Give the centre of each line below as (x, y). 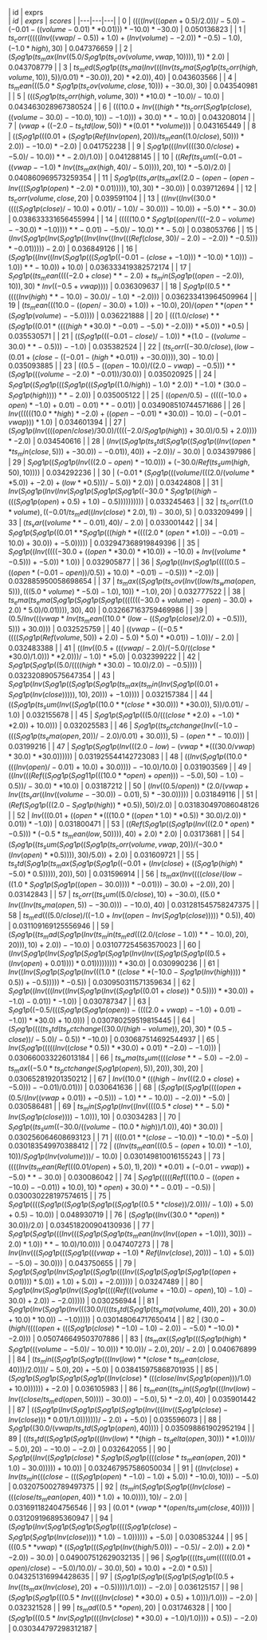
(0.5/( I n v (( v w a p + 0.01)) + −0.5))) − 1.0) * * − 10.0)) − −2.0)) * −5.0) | (119, 1097)
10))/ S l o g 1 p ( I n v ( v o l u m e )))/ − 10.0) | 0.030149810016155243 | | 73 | (117, 1157)
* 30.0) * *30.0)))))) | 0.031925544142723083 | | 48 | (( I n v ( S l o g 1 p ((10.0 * (128, 758)
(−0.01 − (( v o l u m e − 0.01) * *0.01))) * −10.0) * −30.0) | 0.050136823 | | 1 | (127, 29)
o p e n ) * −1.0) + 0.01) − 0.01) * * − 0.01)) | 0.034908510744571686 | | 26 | (127, 405)
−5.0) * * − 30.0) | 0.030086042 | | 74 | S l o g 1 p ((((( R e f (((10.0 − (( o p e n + (124, 1178)
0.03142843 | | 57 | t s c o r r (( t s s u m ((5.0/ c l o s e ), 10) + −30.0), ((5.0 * (114, 896)
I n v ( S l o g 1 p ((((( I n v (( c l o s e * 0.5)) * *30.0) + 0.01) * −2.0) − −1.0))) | (114, 1049)
